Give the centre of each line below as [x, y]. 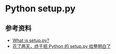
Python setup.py [40, 9]
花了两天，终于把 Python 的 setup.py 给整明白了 [61, 46]
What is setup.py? [31, 40]
